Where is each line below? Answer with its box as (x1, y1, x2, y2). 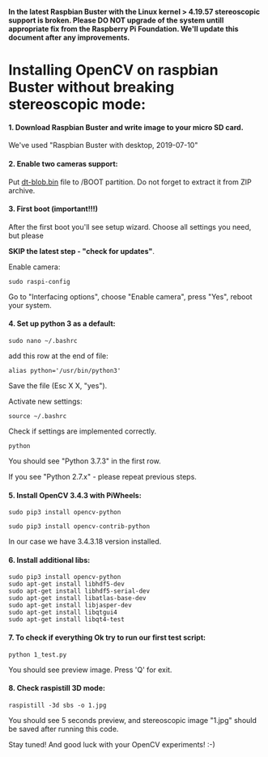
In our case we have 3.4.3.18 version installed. (8, 537, 162, 547)
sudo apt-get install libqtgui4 (8, 608, 117, 617)
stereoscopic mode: (8, 95, 146, 114)
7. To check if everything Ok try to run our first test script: (8, 632, 206, 642)
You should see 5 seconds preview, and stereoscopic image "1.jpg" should (8, 715, 257, 725)
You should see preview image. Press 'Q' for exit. (8, 665, 172, 675)
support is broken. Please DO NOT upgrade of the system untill (8, 15, 224, 25)
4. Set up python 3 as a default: (8, 319, 116, 328)
